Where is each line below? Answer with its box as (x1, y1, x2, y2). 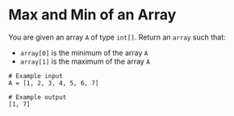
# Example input (8, 72, 63, 80)
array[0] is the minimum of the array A (19, 48, 148, 57)
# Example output (8, 93, 67, 101)
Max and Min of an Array (8, 6, 177, 24)
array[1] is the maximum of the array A (19, 56, 151, 66)
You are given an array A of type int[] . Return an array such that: (8, 32, 226, 42)
